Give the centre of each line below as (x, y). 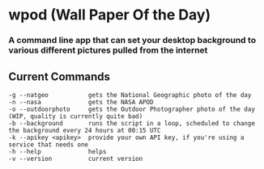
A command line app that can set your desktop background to (132, 40)
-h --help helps (57, 151)
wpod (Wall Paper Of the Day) (110, 15)
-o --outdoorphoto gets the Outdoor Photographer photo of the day (132, 109)
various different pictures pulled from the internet (108, 50)
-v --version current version (76, 158)
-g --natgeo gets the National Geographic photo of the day (130, 95)
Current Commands (60, 76)
